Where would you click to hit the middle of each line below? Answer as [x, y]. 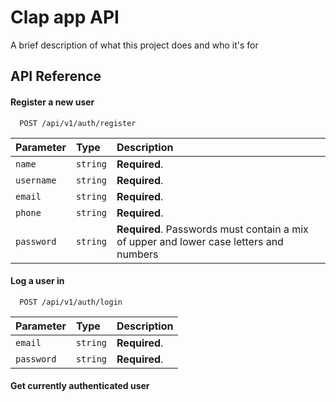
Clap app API [65, 17]
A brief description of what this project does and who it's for [134, 45]
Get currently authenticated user [80, 386]
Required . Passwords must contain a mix [212, 229]
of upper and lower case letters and [200, 241]
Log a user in [37, 281]
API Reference [56, 76]
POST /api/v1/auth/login [71, 302]
